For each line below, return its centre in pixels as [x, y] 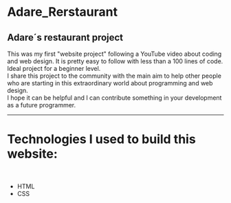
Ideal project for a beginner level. [54, 68]
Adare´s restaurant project [65, 38]
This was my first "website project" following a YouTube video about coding [114, 54]
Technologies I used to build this [101, 139]
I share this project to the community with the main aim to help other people [114, 76]
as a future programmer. [42, 105]
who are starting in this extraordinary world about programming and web [110, 83]
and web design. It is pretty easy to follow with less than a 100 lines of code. [115, 61]
